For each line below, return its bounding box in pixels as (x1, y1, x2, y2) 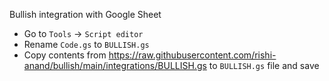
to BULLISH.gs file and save (208, 60, 320, 71)
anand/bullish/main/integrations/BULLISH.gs (23, 60, 207, 71)
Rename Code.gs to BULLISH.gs (23, 39, 150, 50)
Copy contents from (23, 49, 107, 61)
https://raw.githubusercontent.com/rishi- (108, 49, 277, 61)
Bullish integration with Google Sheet (9, 9, 162, 20)
